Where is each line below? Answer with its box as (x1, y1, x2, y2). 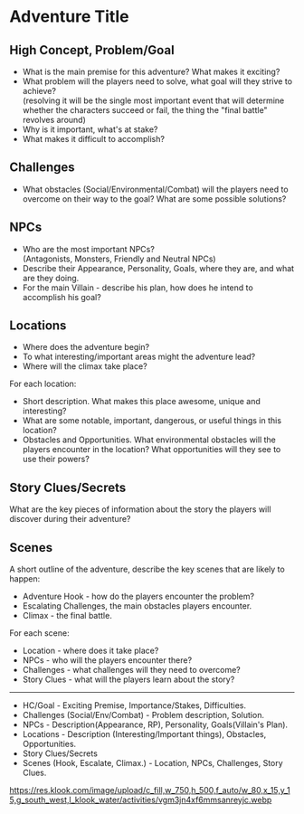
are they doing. (22, 272, 80, 283)
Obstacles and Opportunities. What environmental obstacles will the (22, 434, 276, 445)
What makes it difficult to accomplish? (22, 134, 166, 144)
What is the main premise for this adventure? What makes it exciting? (22, 66, 280, 77)
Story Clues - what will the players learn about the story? (22, 674, 235, 685)
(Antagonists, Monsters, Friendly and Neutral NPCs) (22, 253, 216, 264)
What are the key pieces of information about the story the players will (9, 504, 271, 515)
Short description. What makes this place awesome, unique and (22, 396, 261, 407)
